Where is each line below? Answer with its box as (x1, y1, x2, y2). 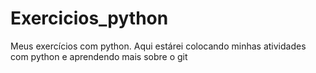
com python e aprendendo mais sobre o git (10, 50, 188, 62)
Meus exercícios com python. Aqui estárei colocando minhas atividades (10, 40, 307, 52)
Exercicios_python (10, 7, 169, 30)
